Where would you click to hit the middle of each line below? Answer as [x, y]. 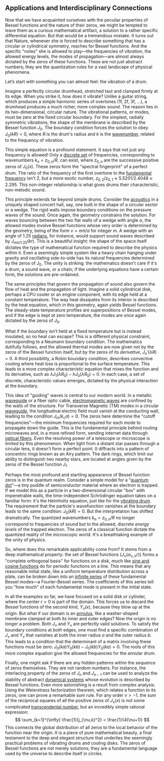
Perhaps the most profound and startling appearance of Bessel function [78, 475]
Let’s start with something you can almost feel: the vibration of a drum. [76, 81]
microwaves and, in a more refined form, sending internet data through [77, 433]
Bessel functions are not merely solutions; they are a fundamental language [81, 748]
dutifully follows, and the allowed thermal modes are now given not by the [80, 347]
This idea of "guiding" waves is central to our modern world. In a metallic [79, 395]
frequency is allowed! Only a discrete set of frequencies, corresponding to [80, 155]
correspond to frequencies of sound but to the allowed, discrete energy [77, 524]
